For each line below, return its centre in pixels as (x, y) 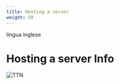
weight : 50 (20, 17)
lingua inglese (24, 34)
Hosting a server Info (60, 58)
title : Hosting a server (38, 12)
